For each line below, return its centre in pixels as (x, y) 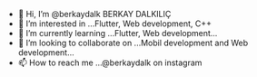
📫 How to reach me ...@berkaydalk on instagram (110, 63)
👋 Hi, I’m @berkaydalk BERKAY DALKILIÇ (94, 14)
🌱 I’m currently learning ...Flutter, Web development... (118, 33)
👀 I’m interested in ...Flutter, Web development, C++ (114, 24)
